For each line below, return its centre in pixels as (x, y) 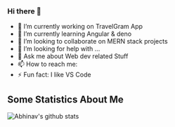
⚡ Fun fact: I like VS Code (54, 75)
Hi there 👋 (25, 11)
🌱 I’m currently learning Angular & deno (74, 34)
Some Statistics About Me (66, 99)
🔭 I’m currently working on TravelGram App (80, 27)
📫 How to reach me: (47, 64)
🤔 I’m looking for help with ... (59, 49)
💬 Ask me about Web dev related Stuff (73, 56)
